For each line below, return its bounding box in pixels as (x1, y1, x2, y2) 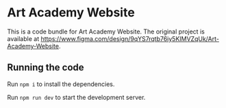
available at (7, 34, 40, 42)
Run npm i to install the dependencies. (7, 80, 115, 88)
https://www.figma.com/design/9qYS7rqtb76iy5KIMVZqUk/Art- (40, 34, 219, 42)
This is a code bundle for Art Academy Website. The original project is (7, 27, 205, 36)
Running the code (7, 62, 84, 73)
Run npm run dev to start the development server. (7, 93, 146, 101)
